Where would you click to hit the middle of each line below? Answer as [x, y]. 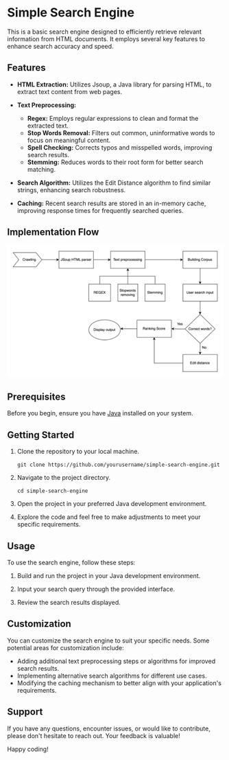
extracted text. [48, 126]
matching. [41, 169]
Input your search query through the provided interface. [96, 589]
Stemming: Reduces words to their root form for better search [115, 162]
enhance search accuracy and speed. [61, 46]
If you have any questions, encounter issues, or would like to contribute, [109, 728]
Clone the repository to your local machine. [78, 452]
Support [25, 712]
